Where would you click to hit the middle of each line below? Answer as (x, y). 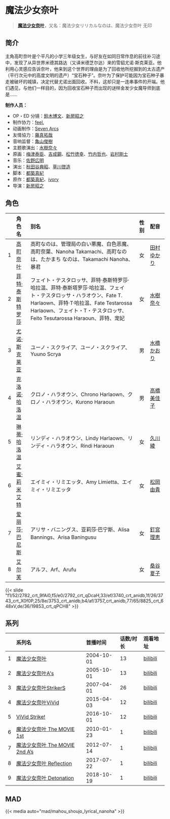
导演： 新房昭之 (28, 185)
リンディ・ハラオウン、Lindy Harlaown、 (79, 438)
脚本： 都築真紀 (28, 173)
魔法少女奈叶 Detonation (45, 778)
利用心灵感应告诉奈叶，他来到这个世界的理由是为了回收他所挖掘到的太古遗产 (85, 69)
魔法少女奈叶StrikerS (41, 688)
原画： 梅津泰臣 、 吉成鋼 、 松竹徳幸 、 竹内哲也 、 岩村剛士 (70, 154)
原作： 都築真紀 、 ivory (36, 179)
